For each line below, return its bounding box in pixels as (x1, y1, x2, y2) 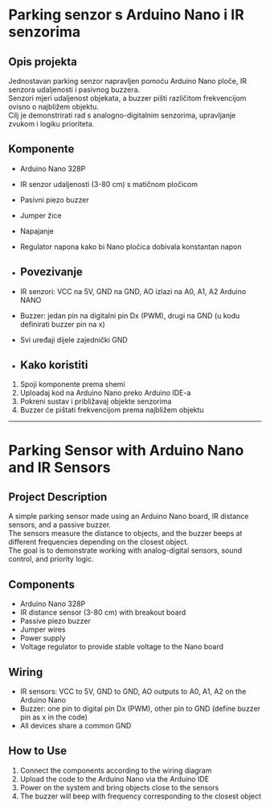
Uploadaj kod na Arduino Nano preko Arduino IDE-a (19, 388, 191, 398)
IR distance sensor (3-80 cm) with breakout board (19, 608, 186, 617)
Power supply (19, 633, 66, 643)
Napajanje (19, 226, 54, 235)
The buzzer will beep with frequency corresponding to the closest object (19, 791, 262, 801)
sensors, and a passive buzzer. (8, 520, 111, 529)
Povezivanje (19, 265, 83, 279)
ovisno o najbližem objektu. (8, 102, 99, 111)
